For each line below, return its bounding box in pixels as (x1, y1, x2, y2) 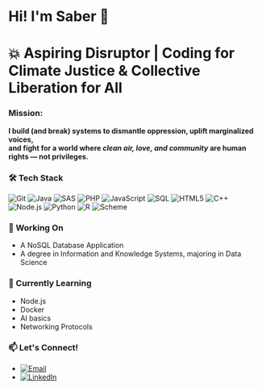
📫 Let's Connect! (8, 342, 79, 354)
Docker (19, 304, 45, 314)
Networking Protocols (19, 321, 93, 331)
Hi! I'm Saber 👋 (8, 7, 110, 26)
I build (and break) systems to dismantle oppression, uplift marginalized (8, 126, 254, 135)
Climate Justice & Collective (8, 62, 201, 80)
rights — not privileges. (8, 151, 89, 161)
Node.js (19, 296, 47, 305)
